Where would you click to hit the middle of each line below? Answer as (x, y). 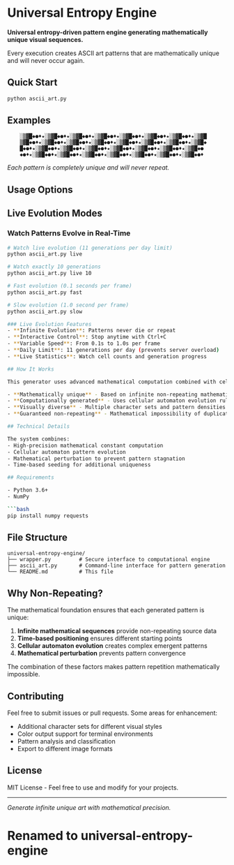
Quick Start (32, 83)
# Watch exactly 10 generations (54, 267)
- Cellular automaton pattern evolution (67, 452)
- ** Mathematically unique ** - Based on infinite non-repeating (102, 394)
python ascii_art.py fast (45, 292)
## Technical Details (39, 427)
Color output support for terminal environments (85, 734)
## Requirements (31, 478)
